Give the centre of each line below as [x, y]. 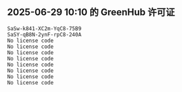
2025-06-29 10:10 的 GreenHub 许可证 [91, 12]
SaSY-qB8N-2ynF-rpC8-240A [44, 34]
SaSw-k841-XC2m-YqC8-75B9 [44, 28]
